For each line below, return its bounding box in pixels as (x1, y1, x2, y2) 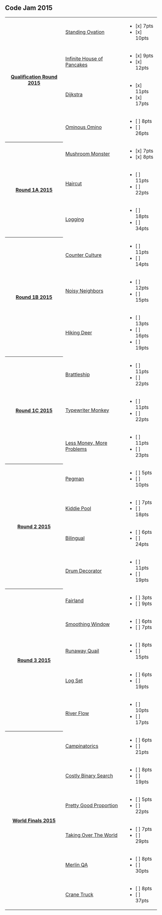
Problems (65, 446, 87, 452)
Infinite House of (65, 55, 103, 62)
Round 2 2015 (17, 523, 51, 530)
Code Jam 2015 (5, 4, 53, 12)
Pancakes (65, 61, 88, 68)
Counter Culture (65, 252, 102, 258)
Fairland (65, 597, 84, 604)
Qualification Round (10, 73, 58, 80)
